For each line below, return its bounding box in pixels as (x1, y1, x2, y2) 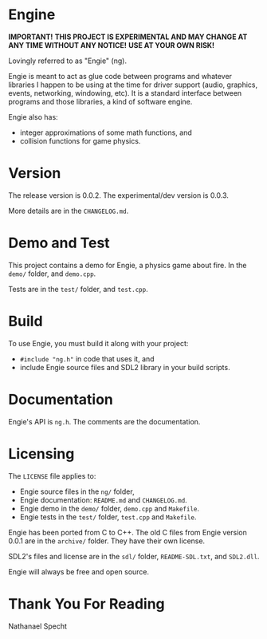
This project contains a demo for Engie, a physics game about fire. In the (8, 260, 247, 270)
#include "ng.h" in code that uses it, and (19, 353, 155, 364)
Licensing (8, 444, 75, 463)
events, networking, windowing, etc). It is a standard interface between (8, 88, 242, 97)
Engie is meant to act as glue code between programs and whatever (8, 71, 233, 81)
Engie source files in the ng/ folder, (19, 487, 135, 496)
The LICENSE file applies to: (8, 471, 96, 480)
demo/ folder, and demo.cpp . (8, 269, 96, 278)
